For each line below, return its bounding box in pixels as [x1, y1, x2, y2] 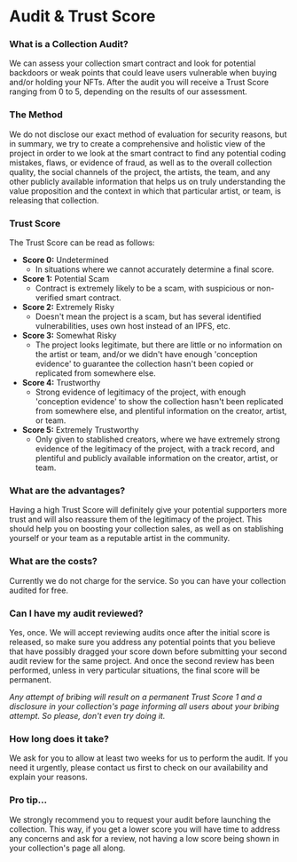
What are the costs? [9, 555, 98, 568]
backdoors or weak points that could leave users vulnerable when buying [9, 68, 277, 78]
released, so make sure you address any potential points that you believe [9, 636, 276, 647]
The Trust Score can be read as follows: [9, 237, 155, 248]
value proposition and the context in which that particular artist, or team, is [9, 185, 282, 196]
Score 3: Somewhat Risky [21, 331, 117, 341]
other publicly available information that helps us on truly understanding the [9, 176, 286, 187]
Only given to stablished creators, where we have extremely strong [35, 434, 281, 445]
